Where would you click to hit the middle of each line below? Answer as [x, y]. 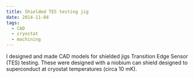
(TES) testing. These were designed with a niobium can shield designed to [97, 63]
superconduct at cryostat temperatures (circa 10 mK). [72, 69]
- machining [26, 39]
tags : [13, 23]
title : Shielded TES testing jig [47, 12]
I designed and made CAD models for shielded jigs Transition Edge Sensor [97, 56]
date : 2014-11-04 [28, 17]
